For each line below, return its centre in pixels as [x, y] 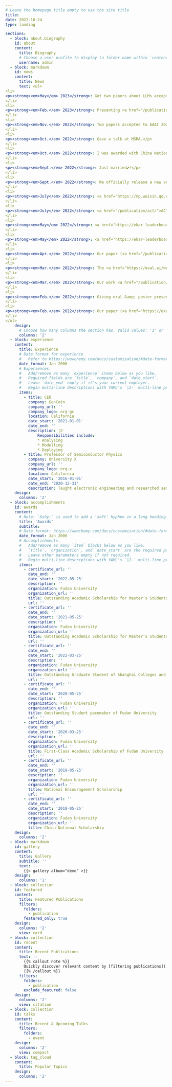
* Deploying [50, 450]
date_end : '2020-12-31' [53, 483]
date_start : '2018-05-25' [56, 809]
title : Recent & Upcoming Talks [53, 1024]
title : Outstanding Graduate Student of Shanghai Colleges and [97, 674]
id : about [25, 43]
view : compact [34, 1053]
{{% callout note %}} [47, 962]
